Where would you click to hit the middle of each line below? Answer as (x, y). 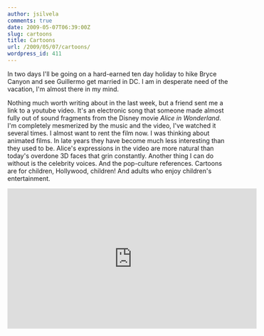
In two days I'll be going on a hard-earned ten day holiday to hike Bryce (112, 74)
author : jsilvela (33, 14)
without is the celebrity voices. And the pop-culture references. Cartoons (115, 163)
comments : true (30, 21)
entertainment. (29, 178)
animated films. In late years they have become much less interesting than (116, 140)
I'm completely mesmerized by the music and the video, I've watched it (112, 125)
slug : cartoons (30, 34)
